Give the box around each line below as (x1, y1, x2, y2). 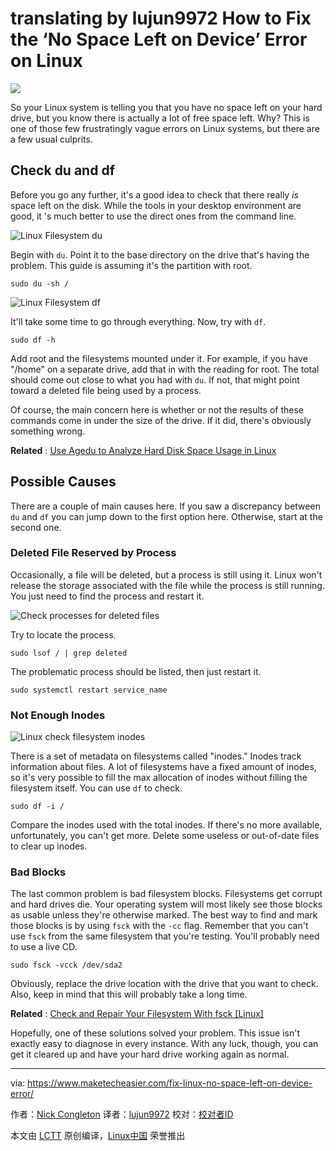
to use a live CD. (10, 941, 78, 953)
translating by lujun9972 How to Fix (10, 7, 312, 30)
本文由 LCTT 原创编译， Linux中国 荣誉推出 (10, 1130, 186, 1142)
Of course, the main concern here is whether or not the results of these (10, 403, 304, 416)
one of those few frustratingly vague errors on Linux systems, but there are (10, 122, 320, 134)
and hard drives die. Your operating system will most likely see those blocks (10, 898, 323, 911)
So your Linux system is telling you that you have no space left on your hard (10, 101, 323, 113)
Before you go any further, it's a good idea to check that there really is (10, 188, 299, 201)
